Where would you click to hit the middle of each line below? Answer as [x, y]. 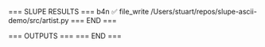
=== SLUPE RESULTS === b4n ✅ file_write [79, 12]
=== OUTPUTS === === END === [65, 36]
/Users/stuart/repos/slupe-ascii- [204, 12]
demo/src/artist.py [39, 20]
